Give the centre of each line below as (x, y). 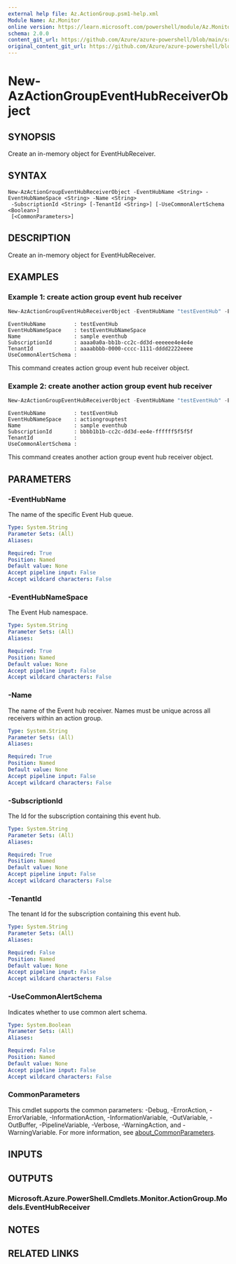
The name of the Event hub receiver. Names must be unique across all (109, 711)
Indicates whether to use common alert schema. (78, 1012)
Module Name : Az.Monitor (44, 20)
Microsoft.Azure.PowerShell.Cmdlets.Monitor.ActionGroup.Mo (118, 1198)
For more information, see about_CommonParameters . (137, 1132)
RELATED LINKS (43, 1254)
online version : (32, 27)
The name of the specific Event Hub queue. (71, 515)
